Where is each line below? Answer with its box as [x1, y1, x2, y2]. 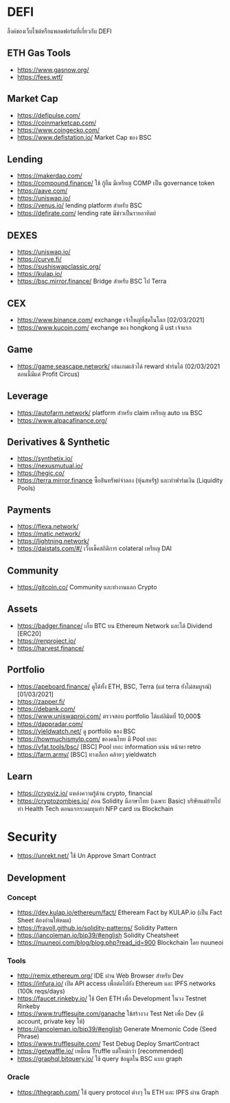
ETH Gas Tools [7, 48, 71, 59]
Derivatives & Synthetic [7, 437, 111, 448]
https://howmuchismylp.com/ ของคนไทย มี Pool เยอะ [16, 735, 157, 743]
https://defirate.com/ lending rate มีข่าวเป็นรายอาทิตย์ [16, 209, 157, 218]
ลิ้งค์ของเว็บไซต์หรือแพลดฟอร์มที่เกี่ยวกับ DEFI [7, 27, 112, 35]
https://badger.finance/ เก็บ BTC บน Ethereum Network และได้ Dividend [16, 621, 213, 630]
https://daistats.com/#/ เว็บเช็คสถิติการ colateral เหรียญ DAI [16, 545, 172, 553]
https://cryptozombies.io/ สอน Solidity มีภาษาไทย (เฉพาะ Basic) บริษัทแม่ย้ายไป [16, 797, 221, 805]
